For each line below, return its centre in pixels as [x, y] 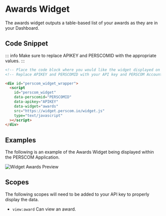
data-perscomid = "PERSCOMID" [43, 97]
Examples [21, 140]
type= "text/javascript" [39, 115]
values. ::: [15, 61]
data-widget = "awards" [36, 106]
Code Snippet [27, 44]
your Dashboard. [22, 28]
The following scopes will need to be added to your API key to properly [77, 194]
